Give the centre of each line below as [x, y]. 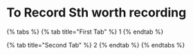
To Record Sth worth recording [96, 13]
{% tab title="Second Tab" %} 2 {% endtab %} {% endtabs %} [96, 45]
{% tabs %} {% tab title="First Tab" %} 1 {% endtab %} [85, 32]
